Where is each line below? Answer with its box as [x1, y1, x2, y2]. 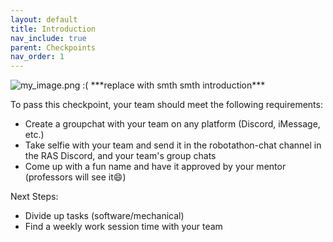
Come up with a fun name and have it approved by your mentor [24, 161, 287, 173]
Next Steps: [10, 191, 59, 203]
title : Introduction [10, 24, 97, 34]
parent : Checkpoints [10, 42, 97, 53]
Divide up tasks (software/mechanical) [24, 210, 185, 222]
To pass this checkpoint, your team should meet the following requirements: [10, 99, 323, 111]
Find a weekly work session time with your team [24, 221, 223, 233]
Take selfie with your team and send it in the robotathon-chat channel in [24, 139, 322, 151]
